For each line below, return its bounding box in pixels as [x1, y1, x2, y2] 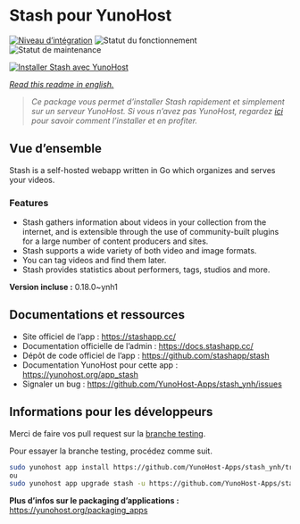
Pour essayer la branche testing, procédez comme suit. [9, 445, 212, 456]
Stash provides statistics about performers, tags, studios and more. [21, 264, 271, 275]
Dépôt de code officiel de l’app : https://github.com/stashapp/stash [21, 350, 270, 361]
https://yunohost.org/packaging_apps [9, 505, 148, 516]
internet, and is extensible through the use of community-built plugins [21, 227, 279, 237]
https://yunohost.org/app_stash [21, 369, 138, 379]
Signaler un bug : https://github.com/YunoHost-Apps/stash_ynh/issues [21, 378, 283, 389]
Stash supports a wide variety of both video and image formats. [21, 245, 257, 256]
